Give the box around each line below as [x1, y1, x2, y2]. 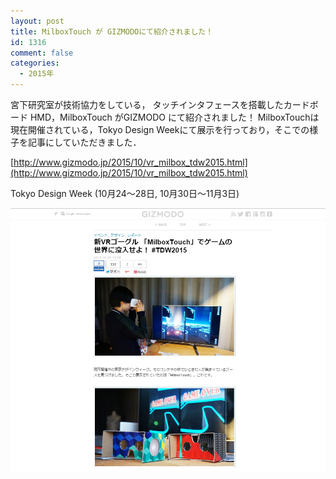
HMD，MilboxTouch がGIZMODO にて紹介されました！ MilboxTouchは [29, 111, 320, 123]
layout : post [10, 16, 65, 26]
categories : [10, 58, 60, 69]
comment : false [10, 48, 74, 58]
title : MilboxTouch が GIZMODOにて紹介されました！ [10, 26, 214, 37]
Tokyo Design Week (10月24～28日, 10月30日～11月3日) [10, 188, 240, 199]
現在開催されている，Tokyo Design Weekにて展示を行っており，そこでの [10, 124, 310, 135]
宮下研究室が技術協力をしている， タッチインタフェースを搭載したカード [10, 99, 310, 110]
